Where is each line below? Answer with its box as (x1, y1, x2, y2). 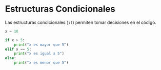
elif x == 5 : (5, 47, 32, 52)
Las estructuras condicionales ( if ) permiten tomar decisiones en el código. (5, 19, 157, 25)
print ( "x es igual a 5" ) (14, 51, 64, 56)
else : (5, 56, 16, 61)
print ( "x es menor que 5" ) (14, 60, 69, 65)
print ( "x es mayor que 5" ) (14, 42, 69, 47)
